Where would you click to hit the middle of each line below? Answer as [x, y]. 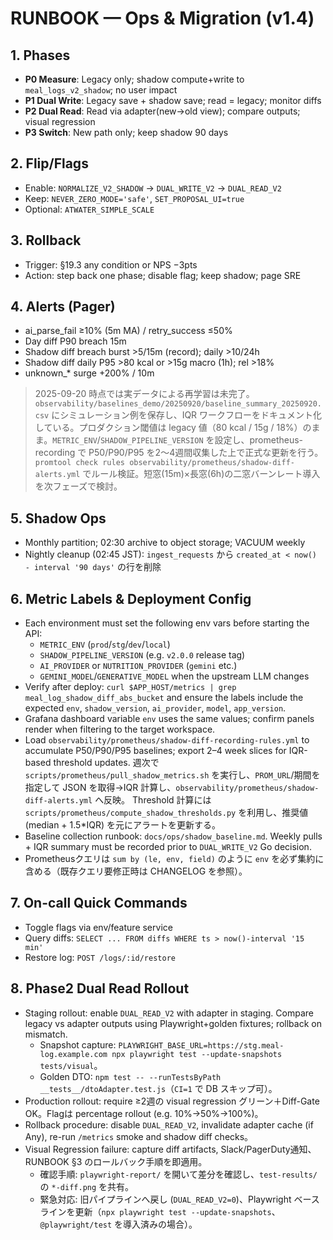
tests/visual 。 [71, 1065]
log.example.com [73, 1054]
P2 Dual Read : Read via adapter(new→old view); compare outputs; [162, 111]
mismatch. [46, 1034]
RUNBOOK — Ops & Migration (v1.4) [162, 18]
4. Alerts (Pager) [63, 307]
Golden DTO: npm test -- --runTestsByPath [130, 1076]
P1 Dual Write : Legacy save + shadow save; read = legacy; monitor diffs [173, 100]
